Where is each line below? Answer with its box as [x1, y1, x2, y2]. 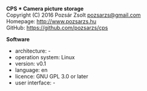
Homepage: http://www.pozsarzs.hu [6, 18, 96, 25]
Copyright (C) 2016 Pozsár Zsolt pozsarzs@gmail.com [6, 11, 141, 19]
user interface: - [14, 79, 55, 86]
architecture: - [14, 47, 51, 54]
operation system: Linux [14, 54, 75, 60]
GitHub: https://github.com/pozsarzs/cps [6, 24, 108, 31]
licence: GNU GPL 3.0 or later [14, 73, 89, 80]
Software [6, 36, 30, 43]
